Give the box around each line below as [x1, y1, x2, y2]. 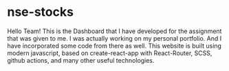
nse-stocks [7, 4, 74, 20]
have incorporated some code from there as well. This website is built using [7, 41, 222, 50]
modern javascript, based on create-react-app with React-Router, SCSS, [7, 49, 212, 57]
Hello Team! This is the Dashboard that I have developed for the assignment [7, 27, 222, 35]
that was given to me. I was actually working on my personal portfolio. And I [7, 34, 222, 42]
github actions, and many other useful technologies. [7, 56, 155, 64]
